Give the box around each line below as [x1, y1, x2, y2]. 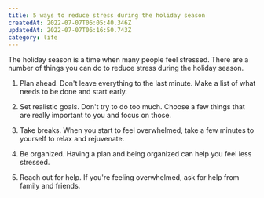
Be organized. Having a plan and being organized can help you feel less [19, 149, 252, 159]
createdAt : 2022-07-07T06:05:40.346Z [8, 19, 132, 27]
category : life [8, 33, 58, 42]
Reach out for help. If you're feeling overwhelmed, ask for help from [19, 173, 240, 182]
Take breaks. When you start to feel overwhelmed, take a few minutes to [19, 126, 255, 135]
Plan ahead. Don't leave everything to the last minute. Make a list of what [19, 79, 256, 88]
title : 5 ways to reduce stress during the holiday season [8, 11, 206, 20]
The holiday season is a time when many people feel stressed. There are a [8, 55, 249, 64]
